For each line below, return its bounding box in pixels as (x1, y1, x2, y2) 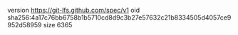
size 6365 (43, 21, 73, 29)
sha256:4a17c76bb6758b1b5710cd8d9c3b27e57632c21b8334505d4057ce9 (7, 13, 232, 22)
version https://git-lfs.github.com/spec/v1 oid (7, 6, 140, 14)
